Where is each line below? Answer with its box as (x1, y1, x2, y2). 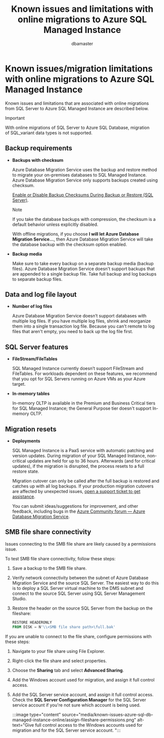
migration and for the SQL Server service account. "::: (12, 727, 121, 733)
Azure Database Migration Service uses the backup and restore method (12, 166, 158, 173)
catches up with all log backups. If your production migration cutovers (12, 483, 154, 489)
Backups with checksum (12, 157, 64, 163)
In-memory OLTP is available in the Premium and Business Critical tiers (12, 400, 156, 406)
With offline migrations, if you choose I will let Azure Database (12, 231, 140, 237)
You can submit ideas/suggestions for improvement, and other (12, 503, 139, 509)
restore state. (12, 468, 39, 474)
